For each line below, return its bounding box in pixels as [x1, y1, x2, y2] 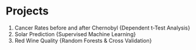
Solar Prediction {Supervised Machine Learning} [14, 30, 136, 37]
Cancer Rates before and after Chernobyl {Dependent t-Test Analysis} [14, 24, 191, 31]
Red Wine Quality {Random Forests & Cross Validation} [14, 37, 152, 44]
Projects [5, 4, 49, 18]
